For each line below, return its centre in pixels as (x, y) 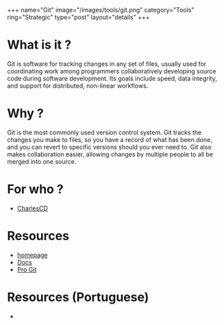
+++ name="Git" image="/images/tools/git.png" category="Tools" (101, 10)
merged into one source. (42, 161)
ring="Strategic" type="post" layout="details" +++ (78, 17)
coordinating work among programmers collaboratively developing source (112, 71)
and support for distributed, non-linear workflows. (78, 86)
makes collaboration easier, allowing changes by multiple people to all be (110, 154)
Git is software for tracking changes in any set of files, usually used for (107, 64)
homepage (32, 255)
